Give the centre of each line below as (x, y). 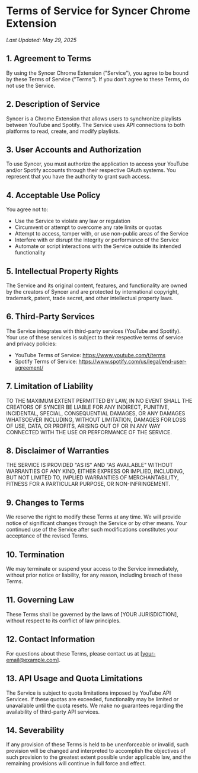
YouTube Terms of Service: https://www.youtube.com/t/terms (90, 355)
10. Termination (35, 554)
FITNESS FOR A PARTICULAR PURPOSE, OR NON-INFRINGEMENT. (88, 484)
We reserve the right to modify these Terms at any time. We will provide (94, 517)
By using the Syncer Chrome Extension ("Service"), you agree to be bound (97, 73)
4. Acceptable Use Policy (53, 195)
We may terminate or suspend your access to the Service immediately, (92, 569)
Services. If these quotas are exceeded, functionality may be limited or (92, 699)
